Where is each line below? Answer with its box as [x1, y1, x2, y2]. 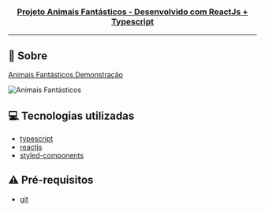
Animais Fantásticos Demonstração [8, 70, 124, 80]
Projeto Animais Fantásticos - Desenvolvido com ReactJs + [17, 6, 248, 17]
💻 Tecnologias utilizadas [8, 109, 135, 122]
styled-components [19, 151, 84, 160]
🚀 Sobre [8, 49, 48, 62]
